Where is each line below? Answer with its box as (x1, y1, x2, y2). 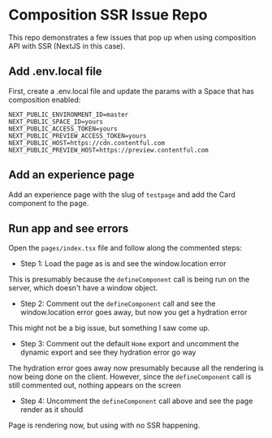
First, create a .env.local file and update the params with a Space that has (8, 86, 254, 96)
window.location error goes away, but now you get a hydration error (19, 307, 248, 317)
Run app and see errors (8, 221, 129, 235)
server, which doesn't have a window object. (8, 283, 158, 293)
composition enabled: (8, 95, 81, 105)
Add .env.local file (8, 65, 103, 79)
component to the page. (8, 198, 89, 208)
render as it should (19, 405, 84, 414)
